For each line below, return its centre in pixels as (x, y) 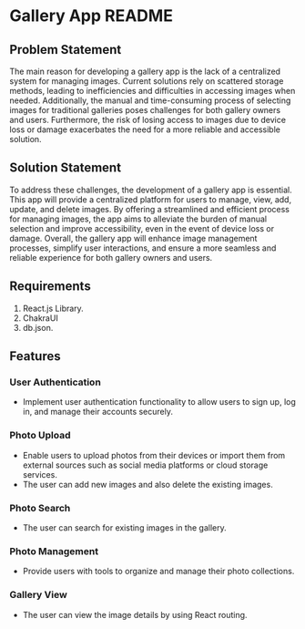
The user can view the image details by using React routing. (135, 614)
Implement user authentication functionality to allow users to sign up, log (159, 402)
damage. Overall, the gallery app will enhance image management (133, 238)
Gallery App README (91, 16)
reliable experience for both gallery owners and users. (111, 257)
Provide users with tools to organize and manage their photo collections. (158, 572)
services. (40, 474)
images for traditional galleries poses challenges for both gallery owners (145, 110)
